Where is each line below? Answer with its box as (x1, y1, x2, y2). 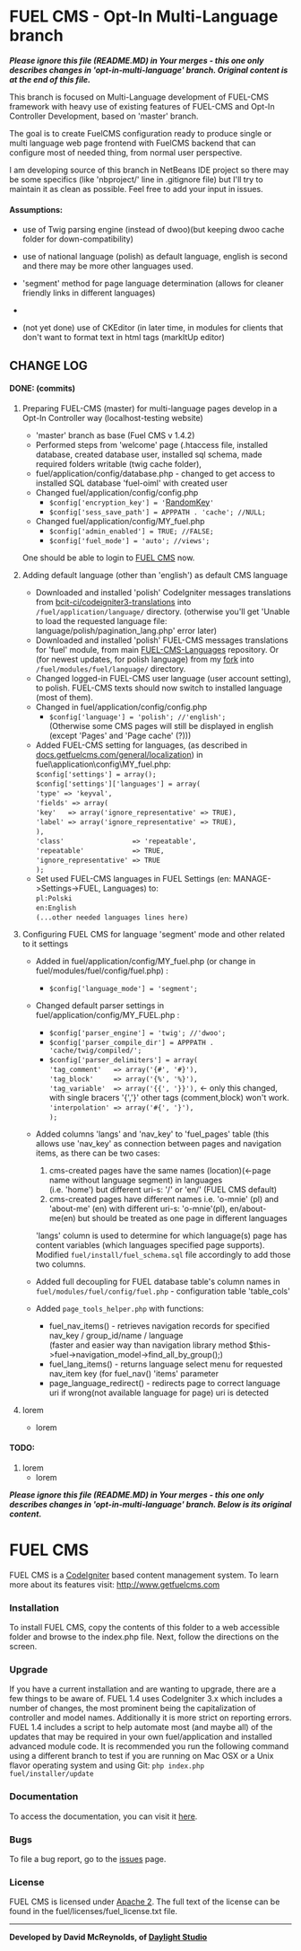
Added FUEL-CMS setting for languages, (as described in (35, 739, 248, 751)
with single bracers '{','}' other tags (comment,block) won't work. (48, 1092, 289, 1103)
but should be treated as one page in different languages (77, 1212, 288, 1223)
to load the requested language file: (35, 615, 168, 626)
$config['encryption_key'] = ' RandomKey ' (48, 497, 215, 507)
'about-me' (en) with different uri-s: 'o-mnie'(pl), (48, 1203, 228, 1214)
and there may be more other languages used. (21, 260, 194, 271)
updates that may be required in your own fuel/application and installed (9, 1731, 273, 1743)
